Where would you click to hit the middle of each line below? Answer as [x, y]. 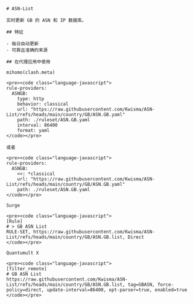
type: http [31, 99]
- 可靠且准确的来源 [27, 50]
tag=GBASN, [141, 285]
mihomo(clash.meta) [31, 72]
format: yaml [33, 130]
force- [165, 285]
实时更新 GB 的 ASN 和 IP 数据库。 [46, 21]
